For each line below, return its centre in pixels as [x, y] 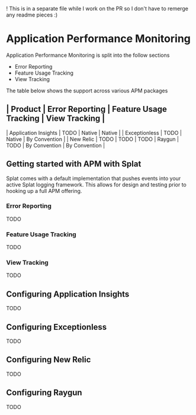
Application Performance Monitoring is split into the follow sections [88, 55]
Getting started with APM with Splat [74, 164]
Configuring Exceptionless [57, 327]
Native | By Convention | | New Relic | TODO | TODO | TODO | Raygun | [93, 139]
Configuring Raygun [44, 393]
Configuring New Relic [49, 360]
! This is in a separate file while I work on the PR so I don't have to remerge [97, 9]
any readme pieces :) [32, 15]
